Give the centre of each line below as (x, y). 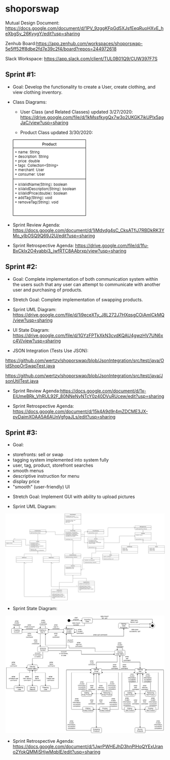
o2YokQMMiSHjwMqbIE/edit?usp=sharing (56, 752)
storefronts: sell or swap (38, 454)
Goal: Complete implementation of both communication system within (85, 279)
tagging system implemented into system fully (60, 460)
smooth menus (28, 471)
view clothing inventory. (37, 92)
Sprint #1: (21, 75)
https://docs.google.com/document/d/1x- (103, 391)
